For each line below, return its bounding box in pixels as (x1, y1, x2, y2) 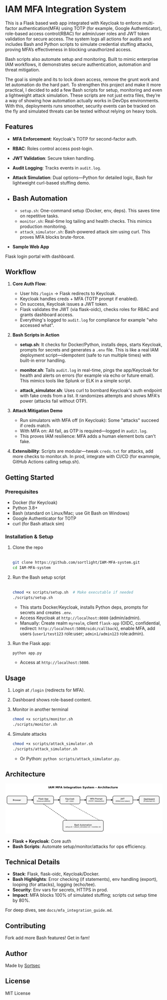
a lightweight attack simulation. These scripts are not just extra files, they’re (5, 92, 161, 98)
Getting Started (5, 473, 54, 482)
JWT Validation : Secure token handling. (12, 155, 95, 161)
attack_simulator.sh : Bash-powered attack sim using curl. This (19, 228, 151, 235)
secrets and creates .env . (19, 609, 72, 615)
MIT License (5, 990, 31, 996)
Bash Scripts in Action (12, 332, 60, 338)
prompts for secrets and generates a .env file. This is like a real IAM (19, 347, 159, 353)
